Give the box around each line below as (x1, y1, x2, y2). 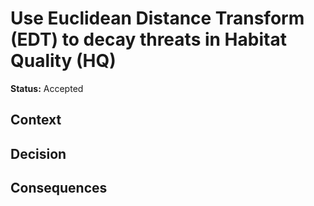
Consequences (10, 180, 108, 197)
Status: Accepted (10, 82, 84, 94)
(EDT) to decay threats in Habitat (10, 28, 287, 51)
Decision (10, 145, 67, 162)
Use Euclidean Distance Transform (10, 7, 305, 30)
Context (10, 112, 62, 129)
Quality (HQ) (10, 50, 117, 72)
